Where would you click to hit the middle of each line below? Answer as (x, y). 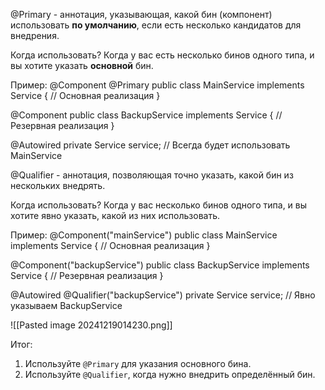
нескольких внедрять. (58, 185)
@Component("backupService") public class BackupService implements (160, 265)
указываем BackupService (66, 305)
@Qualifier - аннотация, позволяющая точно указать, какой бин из (152, 175)
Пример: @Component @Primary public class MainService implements (157, 85)
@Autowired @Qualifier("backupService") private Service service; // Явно (163, 295)
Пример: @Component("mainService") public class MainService (144, 235)
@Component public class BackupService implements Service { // (146, 115)
